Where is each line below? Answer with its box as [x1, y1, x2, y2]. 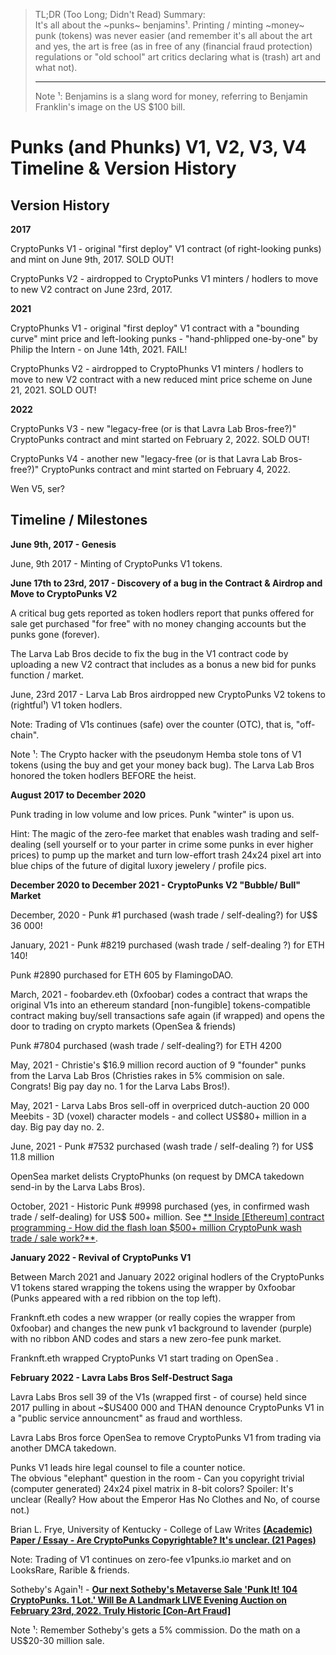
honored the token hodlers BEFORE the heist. [10, 769, 197, 781]
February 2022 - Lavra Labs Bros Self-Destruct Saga [10, 1371, 233, 1383]
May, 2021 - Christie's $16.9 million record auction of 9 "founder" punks [10, 1059, 307, 1071]
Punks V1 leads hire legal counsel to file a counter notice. [10, 1461, 246, 1473]
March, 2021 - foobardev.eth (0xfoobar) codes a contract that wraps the [10, 988, 308, 1000]
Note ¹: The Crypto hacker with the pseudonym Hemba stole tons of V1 [10, 748, 302, 760]
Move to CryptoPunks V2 [10, 587, 118, 599]
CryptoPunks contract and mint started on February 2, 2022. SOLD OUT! [10, 434, 310, 445]
